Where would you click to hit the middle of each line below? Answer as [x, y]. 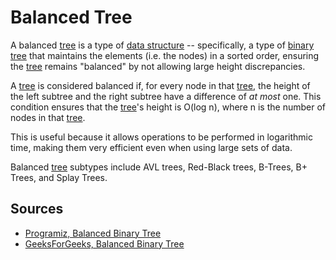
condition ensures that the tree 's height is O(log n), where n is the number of [168, 107]
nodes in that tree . [48, 117]
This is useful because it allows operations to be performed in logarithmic [161, 137]
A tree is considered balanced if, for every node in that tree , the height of [160, 85]
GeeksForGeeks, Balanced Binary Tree [104, 243]
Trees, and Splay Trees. [59, 177]
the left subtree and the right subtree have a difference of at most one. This [166, 96]
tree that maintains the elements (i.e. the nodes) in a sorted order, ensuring [165, 55]
